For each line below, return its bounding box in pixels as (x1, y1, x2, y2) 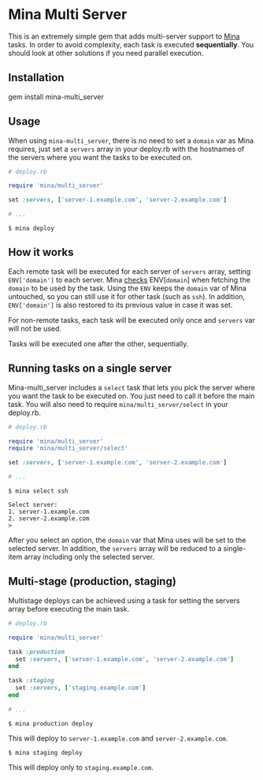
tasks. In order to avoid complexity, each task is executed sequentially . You (8, 39, 254, 49)
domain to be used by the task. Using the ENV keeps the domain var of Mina (8, 283, 246, 293)
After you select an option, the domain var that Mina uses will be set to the (8, 535, 246, 545)
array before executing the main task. (8, 604, 130, 613)
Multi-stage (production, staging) (8, 575, 177, 588)
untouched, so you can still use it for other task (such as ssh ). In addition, (8, 291, 246, 301)
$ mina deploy (8, 224, 55, 233)
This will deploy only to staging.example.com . (8, 762, 154, 772)
